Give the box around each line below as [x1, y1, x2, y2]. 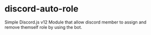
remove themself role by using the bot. [4, 24, 82, 30]
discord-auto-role [4, 3, 79, 14]
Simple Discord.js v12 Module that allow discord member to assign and [4, 19, 147, 25]
